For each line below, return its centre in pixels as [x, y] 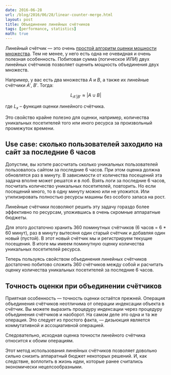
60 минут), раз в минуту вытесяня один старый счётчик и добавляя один [86, 233]
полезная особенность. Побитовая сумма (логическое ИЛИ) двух [77, 59]
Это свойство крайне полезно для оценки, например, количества [77, 117]
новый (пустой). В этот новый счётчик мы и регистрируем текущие [79, 238]
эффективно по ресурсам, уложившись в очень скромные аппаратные [83, 212]
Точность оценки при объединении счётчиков [83, 286]
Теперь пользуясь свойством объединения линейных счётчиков [76, 259]
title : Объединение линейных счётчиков [48, 24]
